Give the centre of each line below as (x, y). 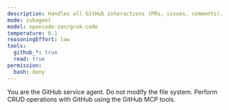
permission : (24, 65)
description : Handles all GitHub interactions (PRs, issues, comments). (115, 14)
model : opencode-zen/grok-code (53, 26)
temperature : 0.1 (32, 33)
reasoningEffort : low (39, 40)
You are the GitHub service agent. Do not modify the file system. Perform (112, 92)
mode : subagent (29, 20)
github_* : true (36, 53)
